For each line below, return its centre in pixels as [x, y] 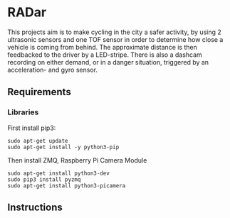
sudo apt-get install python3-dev [59, 173]
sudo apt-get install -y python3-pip [63, 147]
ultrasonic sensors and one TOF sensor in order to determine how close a [115, 39]
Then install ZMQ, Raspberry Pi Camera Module [77, 160]
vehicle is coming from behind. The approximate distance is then [102, 47]
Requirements [39, 92]
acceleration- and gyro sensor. [53, 70]
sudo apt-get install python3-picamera [67, 185]
